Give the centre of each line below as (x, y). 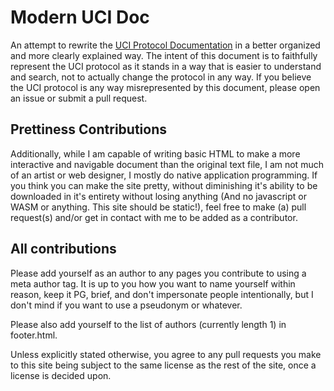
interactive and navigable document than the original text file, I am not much (167, 164)
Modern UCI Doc (80, 17)
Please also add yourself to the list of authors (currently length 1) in (148, 324)
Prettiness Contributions (89, 129)
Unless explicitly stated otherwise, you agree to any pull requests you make (166, 354)
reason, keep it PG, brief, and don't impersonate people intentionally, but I (162, 294)
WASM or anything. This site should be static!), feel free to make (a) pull (158, 207)
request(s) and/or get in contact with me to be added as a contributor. (154, 217)
